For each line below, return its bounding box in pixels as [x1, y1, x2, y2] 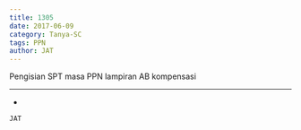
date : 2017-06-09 [9, 22, 74, 30]
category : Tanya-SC [9, 30, 82, 39]
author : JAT [9, 47, 54, 56]
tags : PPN [9, 38, 47, 48]
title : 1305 [9, 13, 54, 22]
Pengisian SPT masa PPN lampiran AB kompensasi [9, 71, 197, 82]
